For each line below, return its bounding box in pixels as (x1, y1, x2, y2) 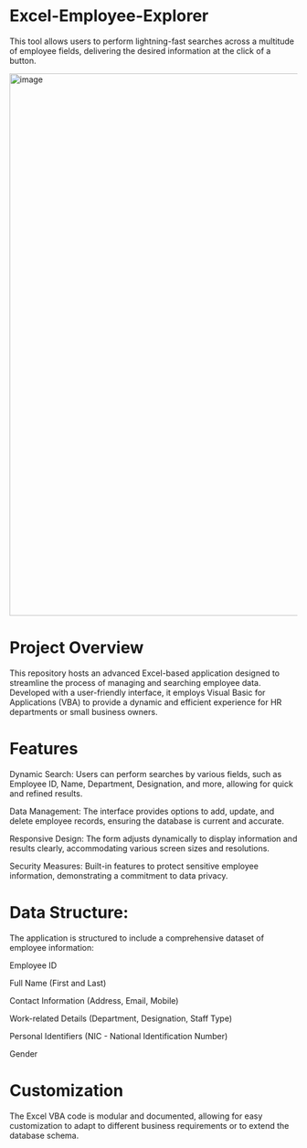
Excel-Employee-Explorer (9, 5, 209, 26)
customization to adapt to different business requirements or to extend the (9, 1120, 290, 1131)
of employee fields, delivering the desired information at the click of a (9, 45, 271, 56)
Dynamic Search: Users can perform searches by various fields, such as (9, 768, 282, 779)
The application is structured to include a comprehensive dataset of (9, 932, 265, 943)
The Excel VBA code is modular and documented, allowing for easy (9, 1111, 263, 1122)
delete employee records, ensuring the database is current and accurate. (9, 815, 285, 827)
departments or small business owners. (9, 706, 158, 717)
